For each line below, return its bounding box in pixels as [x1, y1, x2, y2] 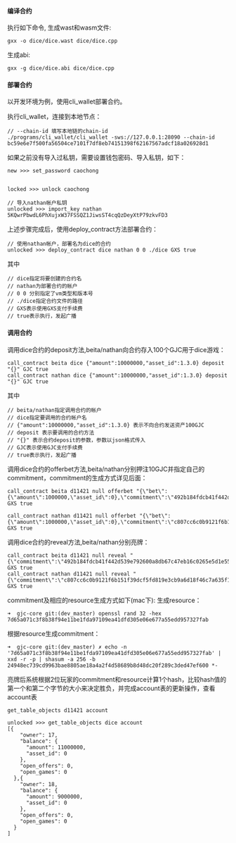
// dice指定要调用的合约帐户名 [7, 414, 87, 421]
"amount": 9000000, [25, 793, 83, 800]
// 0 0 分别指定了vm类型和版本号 [7, 290, 93, 297]
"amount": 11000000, [25, 744, 86, 751]
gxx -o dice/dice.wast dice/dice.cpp [7, 37, 118, 45]
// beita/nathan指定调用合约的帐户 [7, 406, 102, 413]
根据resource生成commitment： [7, 629, 100, 637]
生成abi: [7, 51, 30, 59]
